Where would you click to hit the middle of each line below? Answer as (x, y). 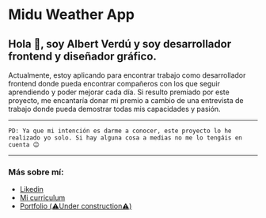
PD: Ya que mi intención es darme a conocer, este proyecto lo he (120, 131)
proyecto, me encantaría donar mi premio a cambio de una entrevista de (126, 100)
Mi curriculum (42, 198)
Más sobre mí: (36, 172)
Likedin (31, 189)
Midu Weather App (71, 15)
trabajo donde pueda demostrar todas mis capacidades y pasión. (114, 109)
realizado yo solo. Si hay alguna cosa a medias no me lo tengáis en (125, 138)
